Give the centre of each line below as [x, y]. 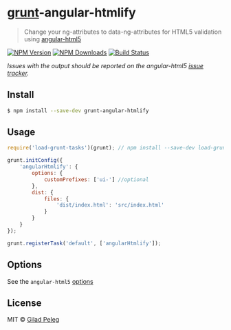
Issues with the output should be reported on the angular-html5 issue [106, 65]
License [24, 303]
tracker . [18, 73]
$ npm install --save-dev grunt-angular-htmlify [78, 111]
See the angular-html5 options [51, 281]
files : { [56, 199]
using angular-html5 [52, 39]
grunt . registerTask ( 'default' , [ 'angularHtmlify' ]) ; [84, 243]
